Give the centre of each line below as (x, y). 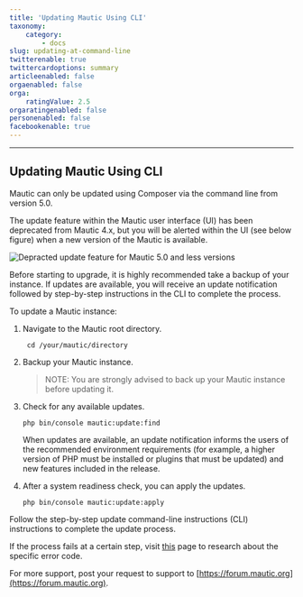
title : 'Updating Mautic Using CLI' (78, 18)
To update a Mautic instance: (63, 311)
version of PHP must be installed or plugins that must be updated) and (153, 459)
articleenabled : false (52, 77)
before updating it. (79, 389)
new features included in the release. (91, 468)
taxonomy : (28, 26)
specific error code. (46, 556)
